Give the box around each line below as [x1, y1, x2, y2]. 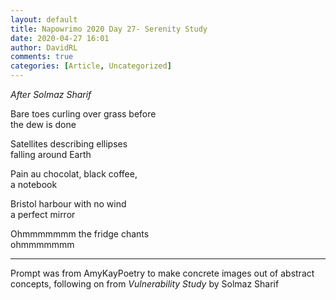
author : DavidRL [10, 42, 78, 53]
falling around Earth [10, 149, 92, 160]
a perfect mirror [10, 209, 76, 220]
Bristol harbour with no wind [10, 198, 127, 210]
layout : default [10, 14, 78, 25]
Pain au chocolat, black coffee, [10, 168, 138, 180]
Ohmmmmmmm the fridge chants [10, 228, 150, 240]
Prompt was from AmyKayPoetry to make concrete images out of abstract [10, 267, 315, 279]
